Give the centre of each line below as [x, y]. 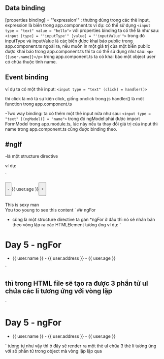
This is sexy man [22, 205]
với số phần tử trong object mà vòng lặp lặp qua [54, 351]
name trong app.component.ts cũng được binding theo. [61, 129]
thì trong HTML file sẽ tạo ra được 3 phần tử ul [77, 283]
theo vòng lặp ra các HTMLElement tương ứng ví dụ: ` [66, 225]
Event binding [27, 77]
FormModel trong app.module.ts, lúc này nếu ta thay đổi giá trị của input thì [82, 124]
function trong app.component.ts [39, 104]
